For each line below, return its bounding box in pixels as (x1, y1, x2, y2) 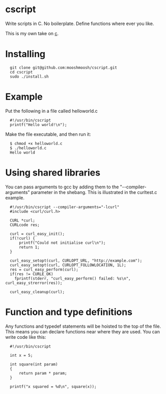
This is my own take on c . (5, 30, 59, 36)
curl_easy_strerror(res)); (5, 280, 63, 285)
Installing (5, 48, 46, 60)
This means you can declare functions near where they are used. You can (5, 328, 160, 335)
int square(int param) (10, 361, 58, 367)
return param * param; (18, 371, 67, 376)
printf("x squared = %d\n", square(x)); (10, 384, 97, 389)
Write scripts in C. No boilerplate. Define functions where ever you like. (5, 20, 154, 27)
